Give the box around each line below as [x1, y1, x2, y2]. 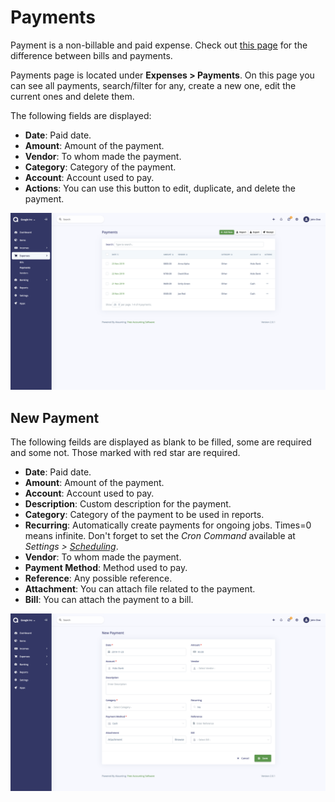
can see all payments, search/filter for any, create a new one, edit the [10, 79, 297, 91]
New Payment [10, 409, 100, 426]
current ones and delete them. [10, 90, 135, 102]
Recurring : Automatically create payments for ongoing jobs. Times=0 [24, 519, 312, 531]
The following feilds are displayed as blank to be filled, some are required [10, 436, 312, 448]
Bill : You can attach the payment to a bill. [24, 594, 194, 606]
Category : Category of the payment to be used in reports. [24, 509, 265, 521]
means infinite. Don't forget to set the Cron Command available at [24, 530, 296, 542]
